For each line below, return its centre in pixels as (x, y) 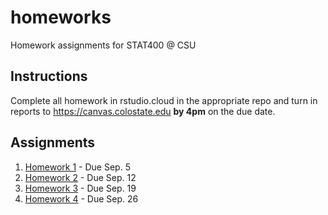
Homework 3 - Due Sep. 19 (80, 188)
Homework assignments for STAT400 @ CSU (103, 45)
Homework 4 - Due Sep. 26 (81, 198)
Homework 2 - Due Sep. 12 (80, 177)
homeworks (61, 17)
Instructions (49, 76)
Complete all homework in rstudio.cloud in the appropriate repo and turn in (164, 100)
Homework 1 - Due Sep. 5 (77, 167)
